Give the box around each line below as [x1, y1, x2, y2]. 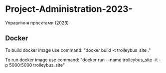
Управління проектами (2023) [5, 20, 69, 26]
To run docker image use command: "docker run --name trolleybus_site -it [5, 57, 158, 63]
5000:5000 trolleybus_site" [9, 62, 65, 68]
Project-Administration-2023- [5, 3, 133, 15]
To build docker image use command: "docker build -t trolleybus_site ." [5, 47, 151, 53]
